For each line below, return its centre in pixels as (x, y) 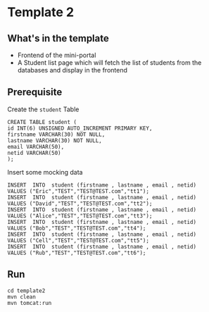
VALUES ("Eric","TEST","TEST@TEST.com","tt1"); (78, 191)
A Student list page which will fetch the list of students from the (109, 63)
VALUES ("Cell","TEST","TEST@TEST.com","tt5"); (78, 240)
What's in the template (58, 38)
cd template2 (26, 291)
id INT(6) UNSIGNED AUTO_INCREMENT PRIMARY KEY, (80, 128)
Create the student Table (43, 109)
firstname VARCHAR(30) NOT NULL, (56, 135)
